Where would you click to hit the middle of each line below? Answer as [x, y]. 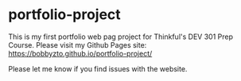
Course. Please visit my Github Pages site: [78, 44]
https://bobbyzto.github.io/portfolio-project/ [80, 53]
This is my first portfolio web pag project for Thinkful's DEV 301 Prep [120, 37]
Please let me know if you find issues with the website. [98, 68]
